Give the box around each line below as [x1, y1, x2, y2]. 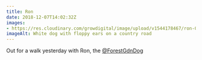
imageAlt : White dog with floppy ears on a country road [6, 31, 152, 37]
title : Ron [6, 8, 34, 15]
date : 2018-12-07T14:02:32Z [6, 14, 77, 20]
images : [6, 20, 26, 26]
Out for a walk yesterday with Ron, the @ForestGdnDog [6, 47, 144, 54]
